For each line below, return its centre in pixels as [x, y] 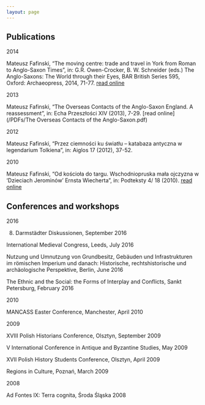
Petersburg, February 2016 [40, 288]
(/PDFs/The [21, 120]
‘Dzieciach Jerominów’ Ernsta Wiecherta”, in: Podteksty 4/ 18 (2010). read [99, 180]
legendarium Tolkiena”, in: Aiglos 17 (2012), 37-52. [69, 150]
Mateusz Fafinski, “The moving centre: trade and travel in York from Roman [101, 64]
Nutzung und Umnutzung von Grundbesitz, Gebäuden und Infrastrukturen [99, 257]
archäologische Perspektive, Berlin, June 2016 [65, 270]
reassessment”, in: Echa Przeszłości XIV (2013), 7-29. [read [81, 114]
